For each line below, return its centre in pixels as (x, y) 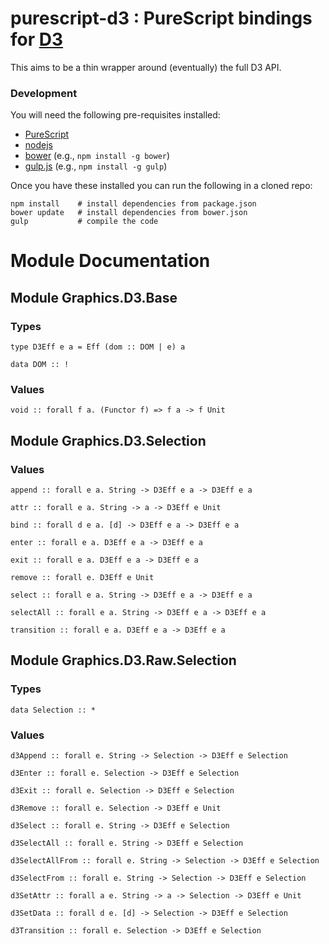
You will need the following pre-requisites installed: (115, 115)
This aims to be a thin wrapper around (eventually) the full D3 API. (146, 67)
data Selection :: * (53, 710)
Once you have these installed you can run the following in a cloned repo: (161, 186)
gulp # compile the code (84, 222)
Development (44, 93)
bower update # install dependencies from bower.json (129, 213)
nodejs (38, 145)
